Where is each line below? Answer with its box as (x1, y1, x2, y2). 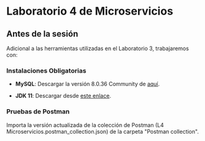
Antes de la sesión (6, 29, 79, 39)
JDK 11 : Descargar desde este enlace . (15, 92, 112, 99)
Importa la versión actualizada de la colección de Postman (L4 (6, 121, 164, 129)
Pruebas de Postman (6, 107, 70, 116)
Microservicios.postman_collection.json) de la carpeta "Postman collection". (6, 128, 199, 135)
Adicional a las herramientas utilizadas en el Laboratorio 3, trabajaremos (6, 45, 189, 52)
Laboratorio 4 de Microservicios (6, 4, 174, 18)
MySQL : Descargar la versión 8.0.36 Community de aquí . (15, 81, 160, 88)
